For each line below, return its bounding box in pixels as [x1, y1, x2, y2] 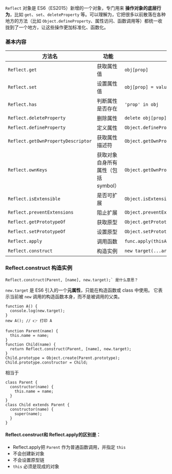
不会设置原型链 [12, 457, 45, 463]
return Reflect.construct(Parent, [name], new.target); [10, 346, 132, 351]
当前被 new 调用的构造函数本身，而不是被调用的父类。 [9, 293, 123, 299]
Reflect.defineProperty [8, 125, 66, 130]
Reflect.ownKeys [8, 167, 48, 173]
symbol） [96, 182, 120, 189]
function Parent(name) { [5, 328, 58, 333]
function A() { [5, 304, 38, 309]
